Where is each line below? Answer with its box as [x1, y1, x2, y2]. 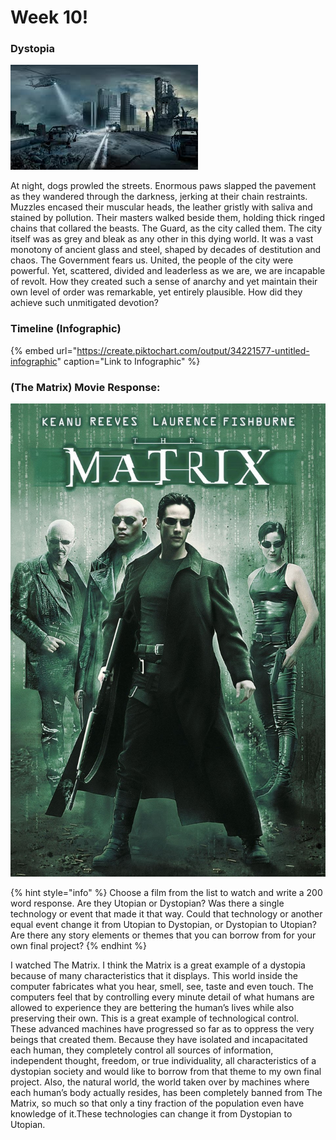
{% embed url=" [10, 344, 78, 356]
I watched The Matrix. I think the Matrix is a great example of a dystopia [10, 959, 306, 971]
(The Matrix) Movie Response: [10, 380, 161, 394]
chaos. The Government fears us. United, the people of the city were [10, 254, 294, 266]
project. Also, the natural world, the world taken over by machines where [10, 1076, 310, 1088]
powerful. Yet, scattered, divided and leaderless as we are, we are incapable [10, 265, 326, 277]
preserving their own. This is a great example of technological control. [10, 1012, 300, 1024]
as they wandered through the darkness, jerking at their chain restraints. [10, 191, 308, 203]
